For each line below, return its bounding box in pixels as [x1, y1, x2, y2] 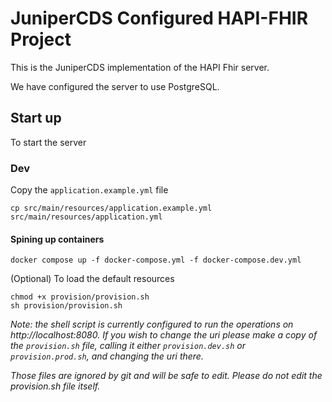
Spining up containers [10, 233, 105, 245]
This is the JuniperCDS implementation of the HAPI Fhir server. [10, 61, 270, 73]
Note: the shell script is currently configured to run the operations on [10, 318, 294, 331]
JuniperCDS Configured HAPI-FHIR [10, 7, 309, 30]
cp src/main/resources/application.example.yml [10, 203, 213, 214]
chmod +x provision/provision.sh [10, 292, 150, 302]
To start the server [10, 136, 87, 148]
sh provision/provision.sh [10, 301, 123, 311]
